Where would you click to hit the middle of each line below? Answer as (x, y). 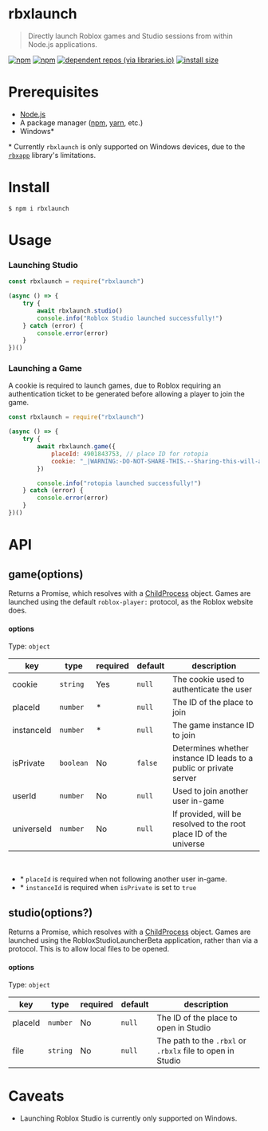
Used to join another (211, 791)
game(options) (46, 574)
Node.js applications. (63, 44)
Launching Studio (43, 265)
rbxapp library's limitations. (52, 155)
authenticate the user (213, 689)
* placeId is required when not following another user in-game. (123, 879)
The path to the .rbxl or (201, 1041)
